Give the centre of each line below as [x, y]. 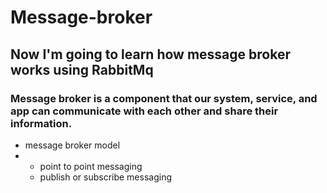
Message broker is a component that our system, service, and [164, 98]
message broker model [72, 145]
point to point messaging [91, 166]
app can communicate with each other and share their [144, 111]
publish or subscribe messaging [106, 177]
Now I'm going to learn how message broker [150, 54]
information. [41, 123]
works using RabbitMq [82, 69]
